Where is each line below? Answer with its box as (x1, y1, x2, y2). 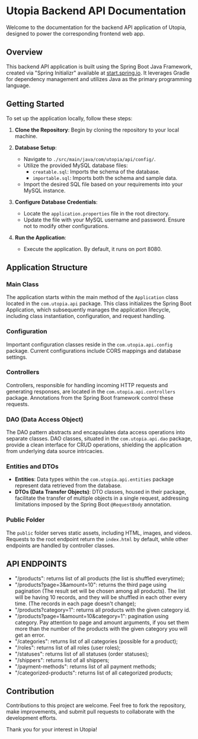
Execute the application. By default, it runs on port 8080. (23, 245, 162, 252)
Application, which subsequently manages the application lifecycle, (6, 306, 171, 313)
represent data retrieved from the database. (14, 482, 122, 489)
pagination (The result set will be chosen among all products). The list (14, 587, 186, 595)
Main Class (6, 280, 39, 288)
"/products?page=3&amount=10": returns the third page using (14, 581, 167, 588)
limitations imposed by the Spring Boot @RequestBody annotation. (14, 501, 172, 508)
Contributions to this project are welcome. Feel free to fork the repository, (6, 702, 186, 709)
